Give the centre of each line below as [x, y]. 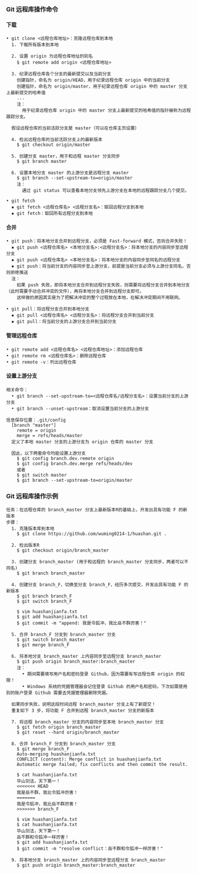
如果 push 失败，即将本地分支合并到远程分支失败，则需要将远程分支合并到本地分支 [103, 285]
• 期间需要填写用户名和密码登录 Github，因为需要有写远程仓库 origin [97, 674]
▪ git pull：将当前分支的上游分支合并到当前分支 [64, 322]
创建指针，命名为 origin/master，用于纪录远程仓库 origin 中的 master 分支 [102, 87]
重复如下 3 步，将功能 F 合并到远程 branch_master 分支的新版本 [83, 711]
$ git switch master [42, 475]
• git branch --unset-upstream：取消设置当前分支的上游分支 [80, 409]
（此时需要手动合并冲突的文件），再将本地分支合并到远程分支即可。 [75, 291]
